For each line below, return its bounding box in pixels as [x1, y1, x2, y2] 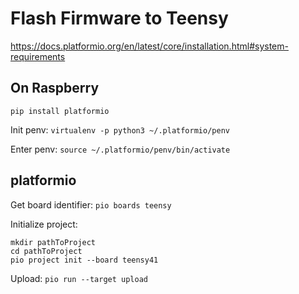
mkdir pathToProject [10, 237, 97, 247]
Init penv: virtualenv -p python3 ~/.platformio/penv [10, 123, 230, 136]
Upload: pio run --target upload [10, 272, 148, 284]
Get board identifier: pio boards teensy [10, 198, 172, 211]
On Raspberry [10, 80, 100, 97]
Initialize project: [10, 218, 78, 230]
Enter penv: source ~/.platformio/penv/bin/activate [10, 143, 231, 155]
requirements [10, 50, 66, 62]
